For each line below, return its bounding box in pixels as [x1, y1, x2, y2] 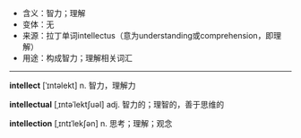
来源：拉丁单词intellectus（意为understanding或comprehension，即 [21, 30, 274, 40]
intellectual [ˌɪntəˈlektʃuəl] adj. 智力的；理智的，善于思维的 [9, 99, 225, 109]
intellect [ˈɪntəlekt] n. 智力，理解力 [9, 80, 136, 91]
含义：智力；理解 [21, 8, 86, 18]
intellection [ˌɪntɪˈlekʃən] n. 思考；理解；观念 [9, 118, 173, 128]
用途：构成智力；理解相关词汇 [21, 53, 133, 63]
